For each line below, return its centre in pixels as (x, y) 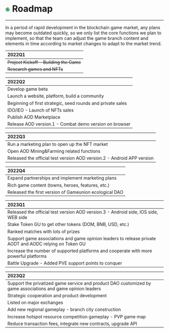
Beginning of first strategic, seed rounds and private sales (67, 103)
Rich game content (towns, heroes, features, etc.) (58, 185)
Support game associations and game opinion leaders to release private (81, 238)
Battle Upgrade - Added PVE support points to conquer (65, 263)
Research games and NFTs (35, 69)
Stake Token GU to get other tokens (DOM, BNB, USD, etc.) (68, 225)
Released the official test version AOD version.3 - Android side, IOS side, (83, 212)
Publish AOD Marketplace (34, 117)
